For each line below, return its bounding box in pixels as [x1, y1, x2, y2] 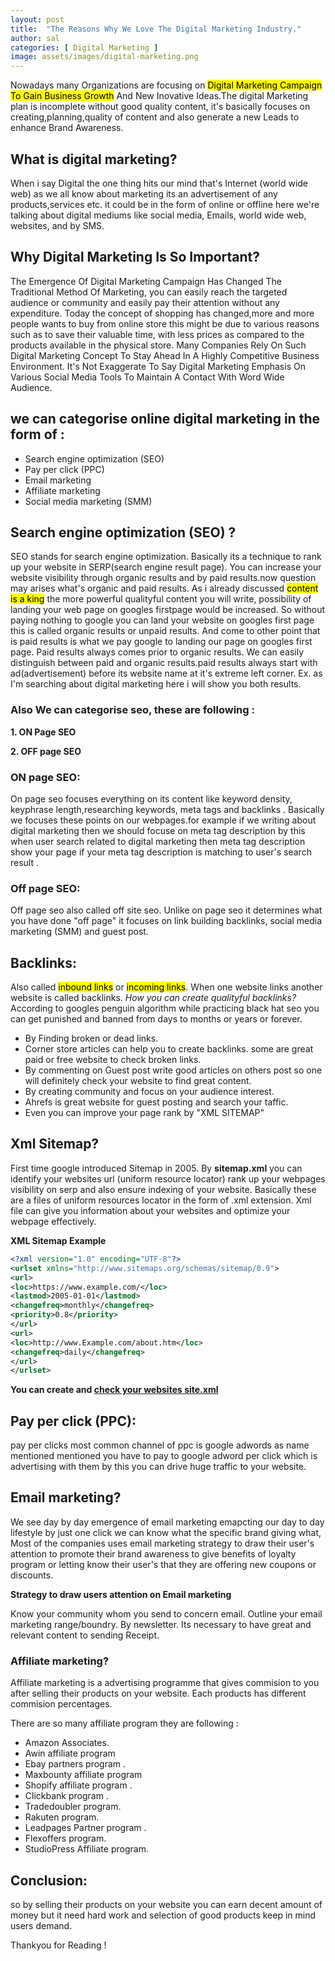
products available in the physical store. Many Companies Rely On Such [10, 339, 307, 351]
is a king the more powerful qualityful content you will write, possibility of [10, 593, 312, 605]
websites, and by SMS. [10, 219, 105, 231]
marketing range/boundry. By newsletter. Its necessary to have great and [10, 1618, 312, 1630]
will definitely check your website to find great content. [24, 1075, 252, 1087]
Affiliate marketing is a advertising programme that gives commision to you [10, 1677, 320, 1689]
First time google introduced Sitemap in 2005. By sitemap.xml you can [10, 1162, 303, 1174]
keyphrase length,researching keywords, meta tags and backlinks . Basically [10, 803, 325, 815]
